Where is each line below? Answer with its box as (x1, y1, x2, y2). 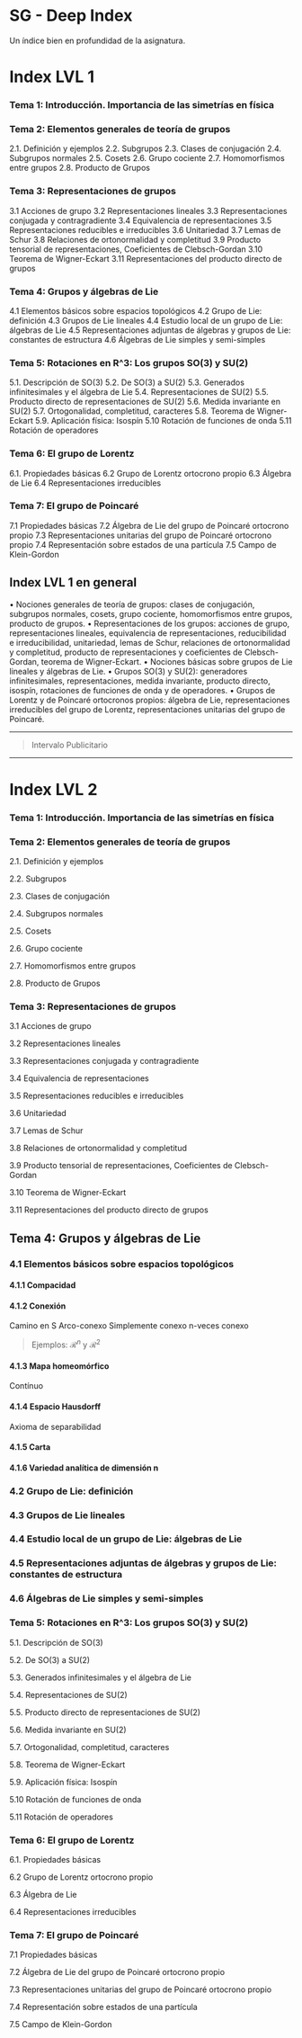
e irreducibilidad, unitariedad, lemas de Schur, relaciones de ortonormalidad (9, 637, 290, 648)
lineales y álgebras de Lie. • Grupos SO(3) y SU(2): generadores (9, 666, 248, 676)
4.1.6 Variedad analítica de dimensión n (9, 1462, 159, 1473)
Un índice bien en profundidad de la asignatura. (9, 35, 186, 46)
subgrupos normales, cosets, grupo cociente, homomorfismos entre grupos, (9, 608, 293, 619)
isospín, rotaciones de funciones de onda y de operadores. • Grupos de (9, 684, 276, 695)
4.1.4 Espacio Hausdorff (9, 1400, 102, 1412)
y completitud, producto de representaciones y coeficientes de (9, 647, 243, 657)
